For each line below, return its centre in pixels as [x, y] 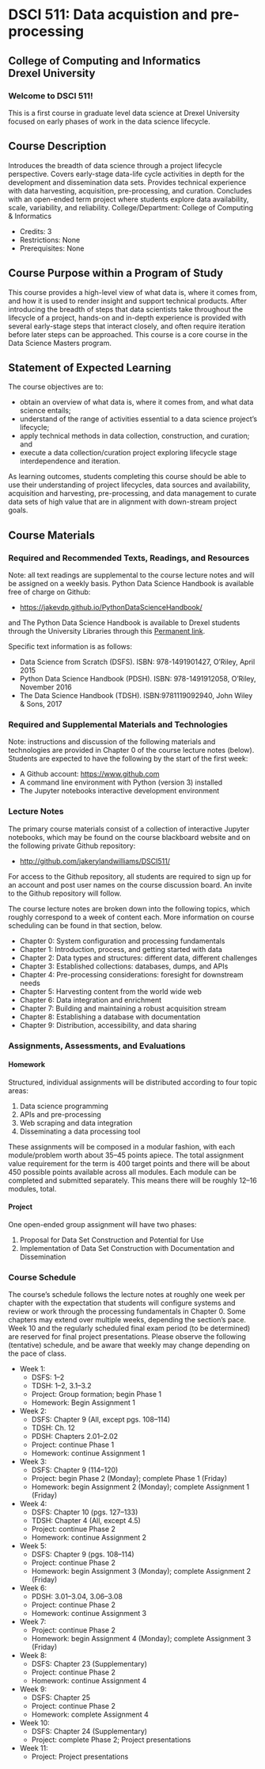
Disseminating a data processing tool [80, 1131]
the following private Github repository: [72, 846]
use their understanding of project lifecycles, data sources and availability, [129, 485]
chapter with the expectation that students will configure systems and [122, 1303]
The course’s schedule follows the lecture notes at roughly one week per [127, 1295]
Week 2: [33, 1411]
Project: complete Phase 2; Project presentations [111, 1740]
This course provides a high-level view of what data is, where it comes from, [133, 292]
